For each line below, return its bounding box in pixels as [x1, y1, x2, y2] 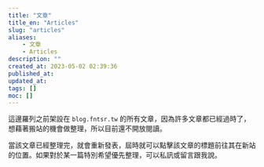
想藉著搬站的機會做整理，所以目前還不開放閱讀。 [8, 124, 167, 133]
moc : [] [8, 92, 34, 100]
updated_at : [8, 77, 47, 85]
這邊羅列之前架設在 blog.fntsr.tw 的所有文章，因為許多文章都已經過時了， [8, 114, 251, 124]
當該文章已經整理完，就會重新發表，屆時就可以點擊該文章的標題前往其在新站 [8, 140, 256, 150]
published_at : [8, 70, 55, 78]
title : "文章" [8, 11, 53, 20]
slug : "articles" [8, 26, 65, 34]
